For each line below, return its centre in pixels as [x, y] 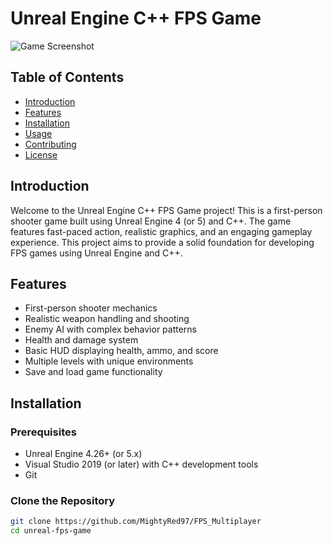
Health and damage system [81, 340]
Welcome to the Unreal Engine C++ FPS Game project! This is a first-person [166, 210]
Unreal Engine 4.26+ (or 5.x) [83, 454]
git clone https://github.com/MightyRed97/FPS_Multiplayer [136, 522]
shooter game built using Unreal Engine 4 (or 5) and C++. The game [151, 221]
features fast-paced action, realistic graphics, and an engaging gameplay [161, 231]
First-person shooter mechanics [91, 308]
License [41, 154]
